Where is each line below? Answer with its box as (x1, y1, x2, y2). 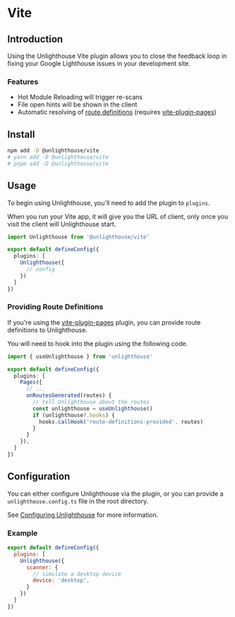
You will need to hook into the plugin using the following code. (7, 339, 188, 347)
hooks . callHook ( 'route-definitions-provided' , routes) (38, 418, 203, 425)
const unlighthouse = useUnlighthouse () (32, 405, 153, 412)
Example (7, 528, 38, 538)
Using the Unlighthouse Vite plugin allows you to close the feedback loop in (7, 52, 227, 60)
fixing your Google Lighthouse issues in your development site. (7, 59, 191, 68)
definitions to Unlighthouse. (7, 325, 88, 334)
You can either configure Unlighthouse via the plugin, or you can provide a (7, 489, 224, 498)
